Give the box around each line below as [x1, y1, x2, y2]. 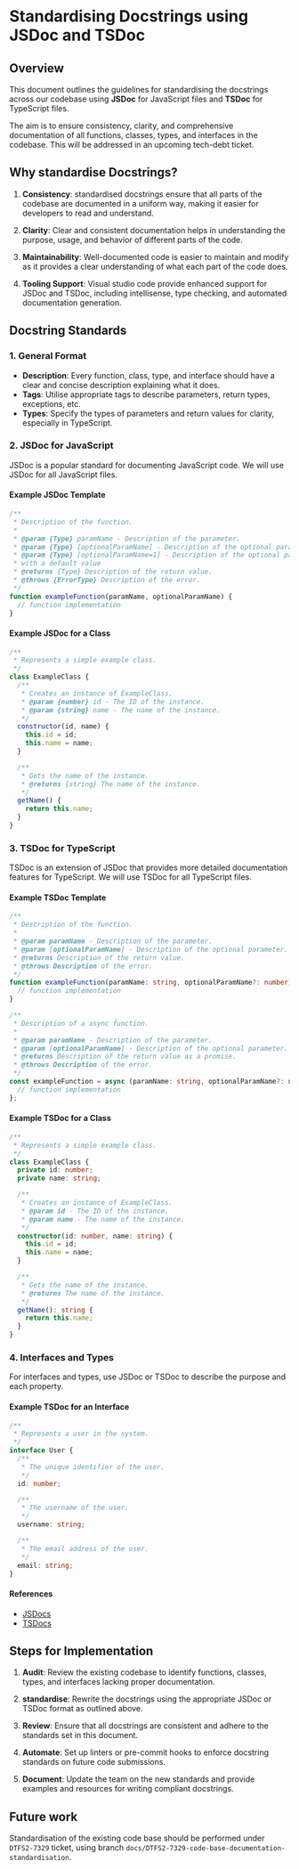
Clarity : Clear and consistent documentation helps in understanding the [21, 224, 287, 235]
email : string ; [17, 1561, 74, 1570]
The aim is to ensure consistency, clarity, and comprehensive [9, 120, 234, 131]
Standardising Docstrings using [9, 6, 249, 27]
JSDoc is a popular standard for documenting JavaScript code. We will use [9, 459, 285, 470]
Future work [9, 1809, 78, 1824]
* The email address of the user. [20, 1544, 149, 1553]
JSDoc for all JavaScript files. [9, 469, 118, 480]
